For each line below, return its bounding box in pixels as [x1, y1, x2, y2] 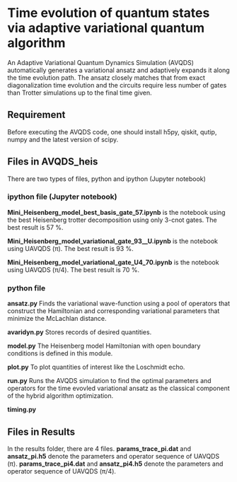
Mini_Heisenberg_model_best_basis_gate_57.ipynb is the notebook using [7, 208, 226, 216]
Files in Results [7, 425, 76, 437]
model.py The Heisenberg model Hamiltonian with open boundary [7, 341, 201, 351]
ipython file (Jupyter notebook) [7, 192, 118, 202]
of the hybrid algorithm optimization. [7, 392, 114, 400]
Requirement [7, 109, 66, 121]
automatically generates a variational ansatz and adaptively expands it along [7, 66, 230, 74]
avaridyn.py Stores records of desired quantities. [7, 328, 152, 336]
